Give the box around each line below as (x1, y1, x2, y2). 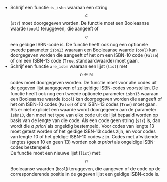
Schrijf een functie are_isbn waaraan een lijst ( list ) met (10, 63, 128, 69)
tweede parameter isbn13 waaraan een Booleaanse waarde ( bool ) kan (10, 47, 157, 53)
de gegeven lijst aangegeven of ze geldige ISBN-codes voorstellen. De (10, 85, 158, 91)
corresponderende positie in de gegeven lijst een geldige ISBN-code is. (10, 171, 160, 177)
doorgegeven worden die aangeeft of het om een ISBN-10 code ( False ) (10, 52, 159, 58)
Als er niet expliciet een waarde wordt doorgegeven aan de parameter (10, 107, 157, 112)
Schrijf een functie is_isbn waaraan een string (10, 5, 108, 10)
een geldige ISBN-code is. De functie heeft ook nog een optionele (10, 42, 148, 47)
